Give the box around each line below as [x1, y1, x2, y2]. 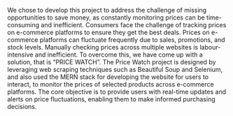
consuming [7, 21, 40, 29]
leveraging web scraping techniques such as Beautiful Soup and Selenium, [7, 66, 223, 73]
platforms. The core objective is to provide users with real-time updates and [7, 87, 226, 96]
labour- [199, 43, 221, 51]
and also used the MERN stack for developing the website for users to [7, 73, 209, 81]
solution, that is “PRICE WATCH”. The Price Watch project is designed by [7, 58, 216, 66]
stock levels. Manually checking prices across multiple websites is [7, 43, 198, 51]
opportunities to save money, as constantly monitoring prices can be [7, 13, 205, 22]
